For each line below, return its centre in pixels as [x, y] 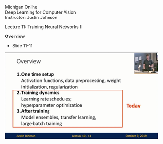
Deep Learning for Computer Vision [41, 12]
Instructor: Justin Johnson [31, 17]
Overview [15, 36]
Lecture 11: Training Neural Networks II [44, 27]
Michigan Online [21, 7]
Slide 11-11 [22, 45]
